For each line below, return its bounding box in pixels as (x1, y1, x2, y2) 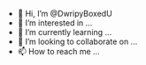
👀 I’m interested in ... (17, 18, 93, 28)
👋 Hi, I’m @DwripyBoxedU (17, 9, 112, 18)
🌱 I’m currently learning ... (17, 27, 112, 37)
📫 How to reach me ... (17, 47, 100, 56)
